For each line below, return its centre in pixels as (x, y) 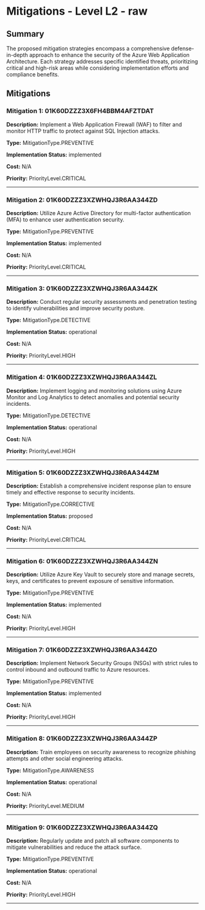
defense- (182, 48)
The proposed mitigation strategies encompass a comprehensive (88, 48)
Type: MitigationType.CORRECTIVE (51, 504)
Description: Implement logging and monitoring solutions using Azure (94, 391)
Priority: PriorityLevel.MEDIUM (45, 805)
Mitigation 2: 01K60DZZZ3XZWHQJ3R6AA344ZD (82, 200)
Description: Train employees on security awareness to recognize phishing (101, 752)
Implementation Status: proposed (50, 516)
